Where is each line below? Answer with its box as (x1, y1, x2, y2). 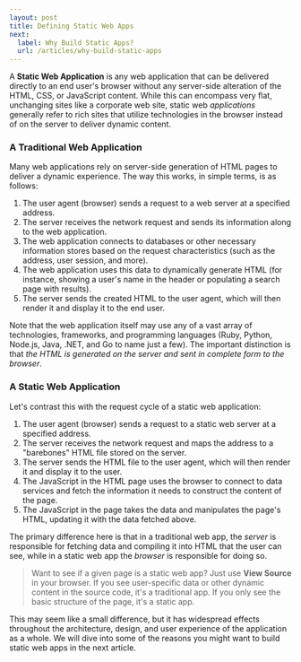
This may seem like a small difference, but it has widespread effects (9, 614, 260, 624)
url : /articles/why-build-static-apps (17, 47, 163, 56)
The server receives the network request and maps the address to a (21, 437, 274, 449)
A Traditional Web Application (9, 141, 142, 153)
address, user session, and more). (21, 255, 149, 266)
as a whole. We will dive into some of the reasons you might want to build (9, 632, 280, 643)
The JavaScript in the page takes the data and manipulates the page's (21, 504, 281, 515)
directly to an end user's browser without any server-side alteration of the (9, 81, 282, 91)
